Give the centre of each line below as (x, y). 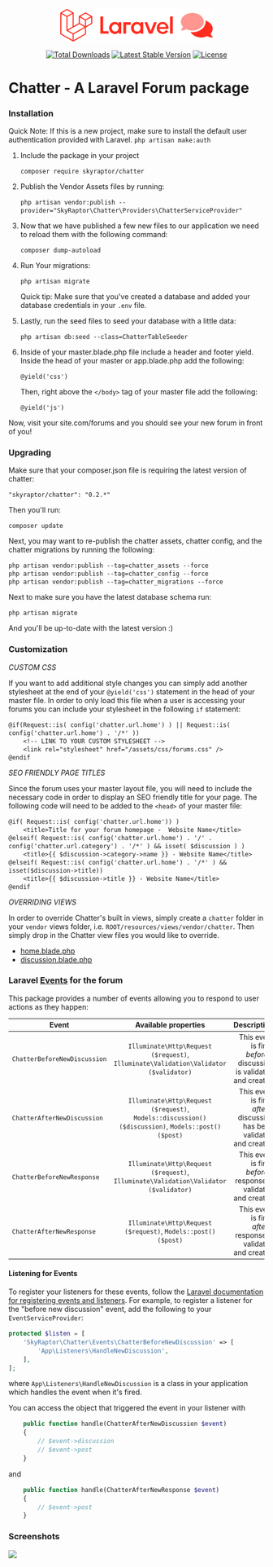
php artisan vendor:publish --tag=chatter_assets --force (108, 566)
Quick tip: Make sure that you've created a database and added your (135, 296)
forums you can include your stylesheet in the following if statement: (125, 709)
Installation (31, 113)
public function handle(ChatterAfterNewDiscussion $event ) (125, 1424)
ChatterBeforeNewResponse (56, 1177)
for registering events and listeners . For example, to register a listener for (131, 1301)
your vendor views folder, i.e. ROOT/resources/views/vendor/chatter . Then (131, 927)
